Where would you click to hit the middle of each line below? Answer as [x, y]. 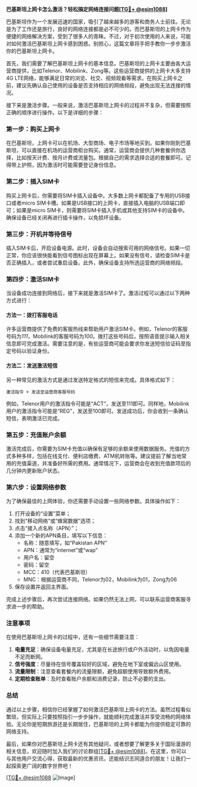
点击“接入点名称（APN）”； [47, 528]
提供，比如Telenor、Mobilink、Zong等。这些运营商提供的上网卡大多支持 [103, 71]
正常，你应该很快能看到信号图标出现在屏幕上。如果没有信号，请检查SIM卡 [96, 255]
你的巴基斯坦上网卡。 [32, 51]
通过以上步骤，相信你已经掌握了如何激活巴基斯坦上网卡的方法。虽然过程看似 [98, 709]
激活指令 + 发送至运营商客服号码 [40, 392]
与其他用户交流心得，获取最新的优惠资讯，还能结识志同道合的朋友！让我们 [96, 758]
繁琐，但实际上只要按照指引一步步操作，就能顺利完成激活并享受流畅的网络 [96, 717]
